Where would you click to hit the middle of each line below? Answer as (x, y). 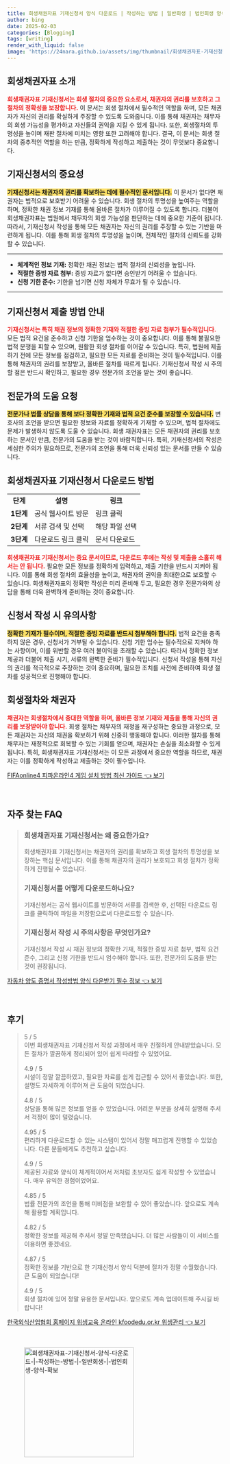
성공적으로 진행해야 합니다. (55, 676)
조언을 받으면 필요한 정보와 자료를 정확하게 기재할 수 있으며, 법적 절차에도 (123, 423)
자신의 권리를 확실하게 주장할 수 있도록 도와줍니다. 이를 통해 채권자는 (111, 116)
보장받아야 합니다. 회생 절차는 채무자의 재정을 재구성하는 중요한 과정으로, (116, 726)
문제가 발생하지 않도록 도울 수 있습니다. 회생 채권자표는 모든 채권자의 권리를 (107, 431)
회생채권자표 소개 (41, 81)
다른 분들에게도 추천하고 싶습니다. (84, 1148)
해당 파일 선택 (116, 526)
